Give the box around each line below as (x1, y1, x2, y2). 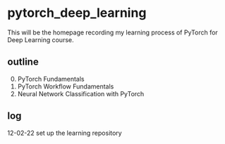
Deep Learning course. (7, 35, 74, 44)
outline (7, 56, 39, 68)
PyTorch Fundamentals (17, 74, 85, 83)
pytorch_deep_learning (7, 5, 147, 21)
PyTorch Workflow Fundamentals (17, 82, 114, 91)
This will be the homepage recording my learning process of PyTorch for (7, 28, 219, 37)
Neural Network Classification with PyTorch (17, 89, 145, 98)
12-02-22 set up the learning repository (7, 129, 122, 137)
